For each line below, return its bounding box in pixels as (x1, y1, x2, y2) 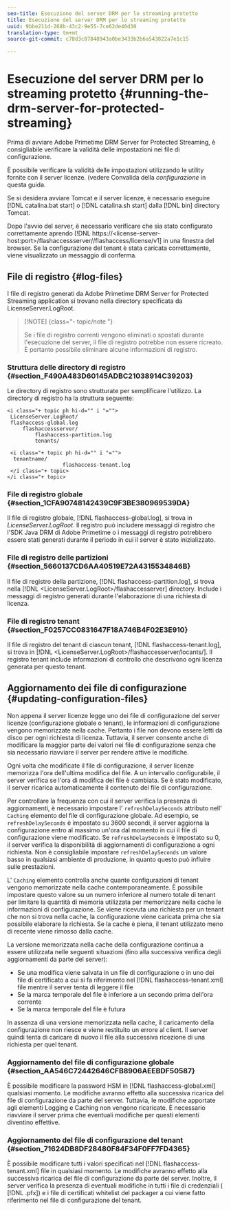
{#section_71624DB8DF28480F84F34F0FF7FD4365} (7, 1144, 190, 1154)
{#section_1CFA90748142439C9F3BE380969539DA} (7, 498, 190, 508)
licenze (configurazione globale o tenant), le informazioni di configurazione (7, 719, 220, 727)
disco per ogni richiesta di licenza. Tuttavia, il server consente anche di (7, 733, 208, 741)
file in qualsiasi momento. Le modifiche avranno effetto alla (40, 1167, 208, 1175)
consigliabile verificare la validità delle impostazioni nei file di (7, 145, 180, 154)
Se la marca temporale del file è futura (16, 1004, 126, 1013)
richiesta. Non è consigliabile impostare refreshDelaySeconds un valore (7, 847, 208, 856)
